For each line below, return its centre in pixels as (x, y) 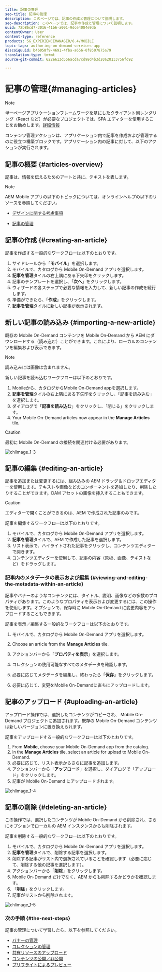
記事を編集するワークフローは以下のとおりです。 (54, 523)
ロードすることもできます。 (37, 614)
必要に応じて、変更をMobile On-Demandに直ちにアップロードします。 (82, 685)
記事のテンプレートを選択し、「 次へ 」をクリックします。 (68, 281)
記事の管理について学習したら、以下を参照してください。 (62, 930)
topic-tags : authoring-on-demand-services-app (53, 46)
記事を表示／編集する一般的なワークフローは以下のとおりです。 (68, 624)
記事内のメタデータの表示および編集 (47, 578)
